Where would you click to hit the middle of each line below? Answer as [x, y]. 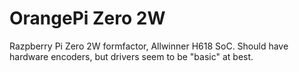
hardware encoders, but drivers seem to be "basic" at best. [131, 56]
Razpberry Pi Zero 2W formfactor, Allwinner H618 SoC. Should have [149, 46]
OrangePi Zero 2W [87, 18]
